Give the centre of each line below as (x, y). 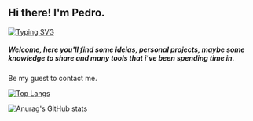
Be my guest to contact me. (53, 78)
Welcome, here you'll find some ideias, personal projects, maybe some (126, 49)
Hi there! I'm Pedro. (57, 13)
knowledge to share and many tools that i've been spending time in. (121, 58)
